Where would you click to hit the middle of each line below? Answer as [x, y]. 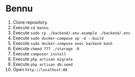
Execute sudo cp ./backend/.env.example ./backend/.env [71, 33]
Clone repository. [30, 22]
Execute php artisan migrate [43, 59]
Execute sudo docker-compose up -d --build [58, 38]
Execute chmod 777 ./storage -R [46, 48]
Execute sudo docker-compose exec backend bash [63, 43]
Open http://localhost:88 [40, 69]
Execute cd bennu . [31, 27]
